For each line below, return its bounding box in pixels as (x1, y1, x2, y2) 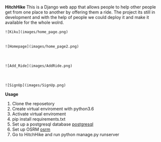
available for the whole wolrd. (5, 19, 64, 25)
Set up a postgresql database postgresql (12, 121, 94, 127)
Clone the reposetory (12, 101, 55, 106)
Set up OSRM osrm (12, 126, 51, 132)
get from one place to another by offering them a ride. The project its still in (5, 9, 155, 15)
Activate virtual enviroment (12, 111, 66, 117)
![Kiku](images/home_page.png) (5, 30, 68, 34)
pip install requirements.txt (12, 116, 65, 122)
